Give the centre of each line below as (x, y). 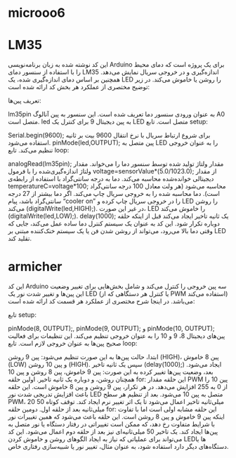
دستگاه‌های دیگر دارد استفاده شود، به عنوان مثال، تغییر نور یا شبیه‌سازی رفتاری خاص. (118, 447)
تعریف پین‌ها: (25, 100)
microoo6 (37, 13)
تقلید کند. (20, 238)
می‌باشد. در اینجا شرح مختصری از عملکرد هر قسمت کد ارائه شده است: (101, 301)
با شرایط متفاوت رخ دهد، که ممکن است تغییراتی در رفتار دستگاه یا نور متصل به (111, 424)
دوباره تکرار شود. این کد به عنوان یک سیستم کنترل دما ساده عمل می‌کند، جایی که (114, 223)
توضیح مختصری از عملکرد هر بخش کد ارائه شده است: (79, 87)
